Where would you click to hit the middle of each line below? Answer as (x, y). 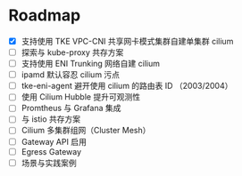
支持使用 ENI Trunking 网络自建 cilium (90, 64)
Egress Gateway (51, 151)
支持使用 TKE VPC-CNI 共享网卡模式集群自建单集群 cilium (127, 41)
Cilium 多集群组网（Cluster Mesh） (86, 131)
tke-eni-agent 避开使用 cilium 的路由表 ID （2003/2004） (127, 86)
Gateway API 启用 (54, 141)
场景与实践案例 (49, 163)
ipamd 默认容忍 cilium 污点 (71, 75)
